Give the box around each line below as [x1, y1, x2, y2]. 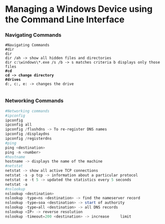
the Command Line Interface [5, 14, 125, 25]
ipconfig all [5, 122, 32, 127]
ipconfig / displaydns [5, 132, 50, 137]
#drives [5, 77, 21, 82]
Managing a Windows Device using [5, 3, 153, 15]
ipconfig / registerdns [5, 136, 52, 141]
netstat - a [5, 182, 28, 187]
